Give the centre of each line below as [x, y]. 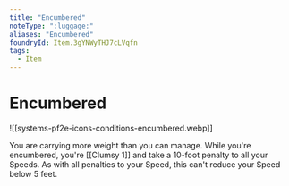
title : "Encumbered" [48, 17]
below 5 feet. [34, 173]
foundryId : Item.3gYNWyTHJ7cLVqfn [74, 42]
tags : [19, 51]
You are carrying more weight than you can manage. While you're [130, 145]
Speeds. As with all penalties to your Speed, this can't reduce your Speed [145, 164]
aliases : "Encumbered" [51, 34]
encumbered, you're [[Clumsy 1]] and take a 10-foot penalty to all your [139, 155]
